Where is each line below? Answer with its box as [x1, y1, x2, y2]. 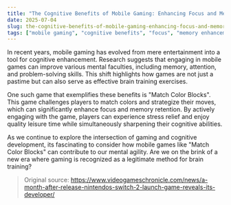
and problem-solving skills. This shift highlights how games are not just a [7, 70, 214, 78]
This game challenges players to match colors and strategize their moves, [7, 98, 217, 107]
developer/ [23, 191, 55, 199]
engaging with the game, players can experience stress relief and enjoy [7, 113, 210, 121]
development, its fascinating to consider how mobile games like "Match [7, 140, 210, 149]
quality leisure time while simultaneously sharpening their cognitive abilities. [7, 120, 223, 128]
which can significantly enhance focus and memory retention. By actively [7, 105, 215, 114]
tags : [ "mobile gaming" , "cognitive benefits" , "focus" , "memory [7, 29, 199, 36]
